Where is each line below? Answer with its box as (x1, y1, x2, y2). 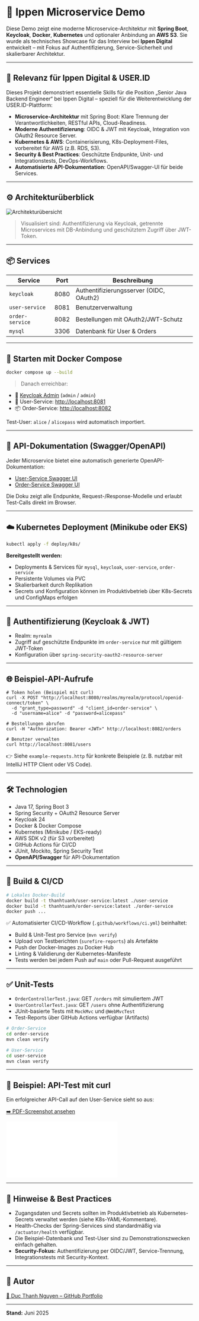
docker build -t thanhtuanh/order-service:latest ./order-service (6, 903, 174, 909)
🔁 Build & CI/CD (6, 876, 64, 886)
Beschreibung (112, 276, 153, 284)
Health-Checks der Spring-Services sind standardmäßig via (14, 1222, 161, 1229)
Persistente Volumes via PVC (14, 575, 86, 582)
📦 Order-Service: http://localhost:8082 (14, 405, 111, 412)
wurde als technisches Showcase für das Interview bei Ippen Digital (6, 37, 173, 45)
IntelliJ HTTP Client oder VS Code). (6, 761, 92, 768)
